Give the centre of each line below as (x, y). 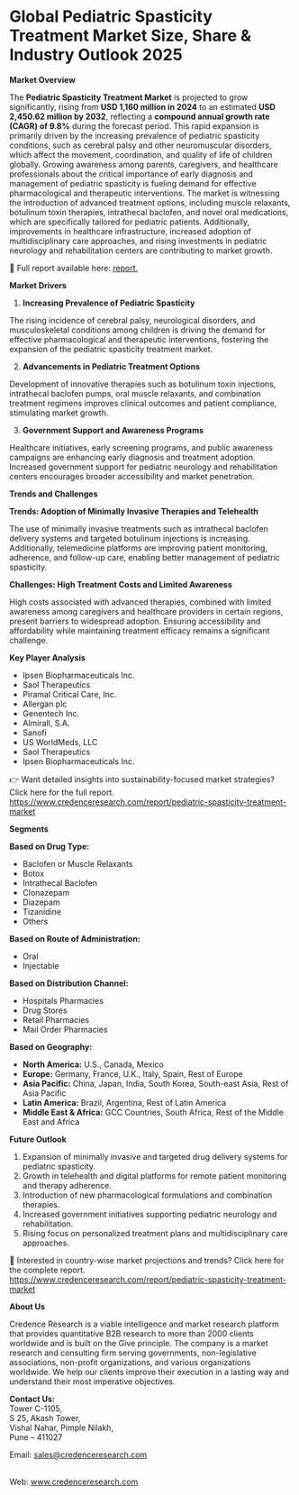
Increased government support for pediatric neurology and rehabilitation (144, 467)
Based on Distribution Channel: (69, 983)
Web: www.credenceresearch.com (74, 1481)
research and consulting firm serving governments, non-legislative (133, 1353)
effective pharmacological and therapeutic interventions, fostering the (139, 339)
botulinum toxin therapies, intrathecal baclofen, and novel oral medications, (149, 212)
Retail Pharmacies (56, 1019)
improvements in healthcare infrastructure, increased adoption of (131, 231)
